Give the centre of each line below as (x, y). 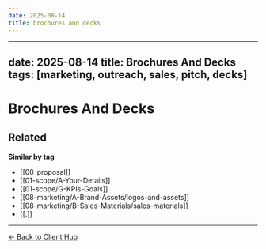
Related (28, 138)
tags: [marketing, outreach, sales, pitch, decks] (128, 75)
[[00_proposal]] (45, 172)
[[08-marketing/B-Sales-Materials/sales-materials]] (104, 206)
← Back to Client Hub (43, 236)
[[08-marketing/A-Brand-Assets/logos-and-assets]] (104, 197)
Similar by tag (31, 157)
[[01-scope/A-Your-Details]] (65, 180)
